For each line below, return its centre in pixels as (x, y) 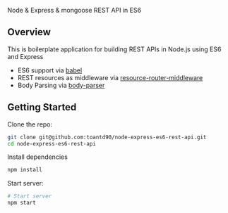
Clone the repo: (30, 124)
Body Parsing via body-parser (61, 85)
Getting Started (42, 107)
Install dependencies (38, 157)
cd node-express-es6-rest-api (52, 143)
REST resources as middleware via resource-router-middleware (110, 77)
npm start (22, 203)
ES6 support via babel (50, 70)
